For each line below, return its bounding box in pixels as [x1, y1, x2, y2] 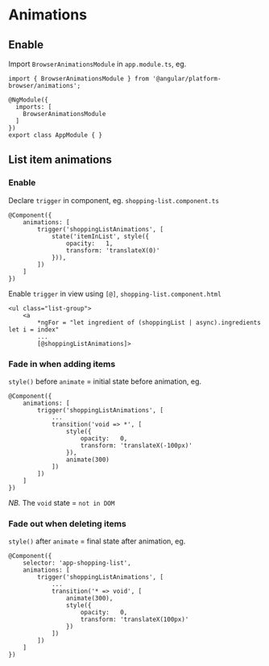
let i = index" [8, 325, 60, 334]
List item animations [8, 153, 113, 167]
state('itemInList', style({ [51, 232, 150, 240]
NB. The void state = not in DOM [8, 497, 115, 507]
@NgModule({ [8, 96, 48, 104]
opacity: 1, [65, 239, 114, 248]
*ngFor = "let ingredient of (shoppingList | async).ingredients [37, 318, 262, 327]
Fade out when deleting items [8, 518, 126, 529]
